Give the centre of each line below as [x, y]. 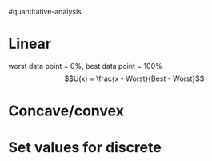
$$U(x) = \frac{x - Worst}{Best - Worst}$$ [134, 78]
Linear [30, 44]
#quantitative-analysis [45, 12]
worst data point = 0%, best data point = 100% [85, 66]
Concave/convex [66, 111]
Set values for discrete [85, 148]
